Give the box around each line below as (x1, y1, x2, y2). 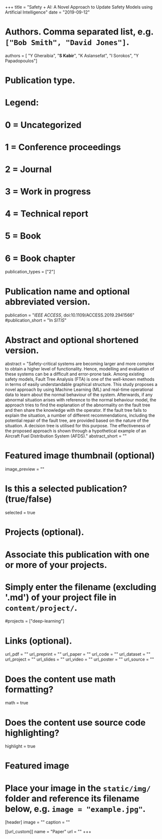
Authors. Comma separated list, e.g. (5, 26, 154, 37)
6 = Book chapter (5, 253, 76, 264)
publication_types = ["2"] (5, 269, 55, 275)
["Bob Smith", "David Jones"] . (5, 36, 130, 48)
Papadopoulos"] (5, 58, 38, 64)
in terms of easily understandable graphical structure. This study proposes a (5, 382, 158, 387)
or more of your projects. (5, 559, 107, 570)
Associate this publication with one (5, 549, 150, 560)
